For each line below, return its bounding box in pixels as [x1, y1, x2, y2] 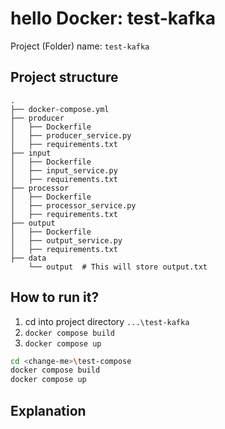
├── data [10, 253, 47, 263]
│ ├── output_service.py [10, 235, 123, 246]
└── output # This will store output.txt [28, 262, 208, 272]
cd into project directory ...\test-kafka [24, 315, 190, 327]
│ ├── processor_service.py [10, 200, 137, 211]
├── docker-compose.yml [10, 104, 110, 114]
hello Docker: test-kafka [10, 7, 217, 30]
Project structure [10, 69, 119, 86]
